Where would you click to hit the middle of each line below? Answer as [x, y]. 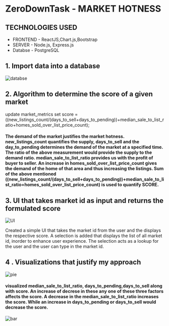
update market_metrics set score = [42, 114]
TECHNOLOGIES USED [41, 28]
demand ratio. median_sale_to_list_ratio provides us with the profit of [79, 158]
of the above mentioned [31, 174]
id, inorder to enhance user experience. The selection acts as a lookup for [82, 241]
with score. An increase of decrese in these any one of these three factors [84, 291]
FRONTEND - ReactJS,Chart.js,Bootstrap [55, 39]
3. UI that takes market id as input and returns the [84, 201]
